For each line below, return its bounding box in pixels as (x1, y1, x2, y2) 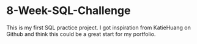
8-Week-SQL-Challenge (6, 4, 131, 18)
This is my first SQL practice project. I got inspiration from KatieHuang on (6, 24, 191, 31)
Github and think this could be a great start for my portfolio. (6, 30, 156, 37)
